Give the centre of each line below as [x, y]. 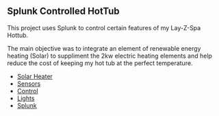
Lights [26, 98]
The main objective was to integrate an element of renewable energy [104, 48]
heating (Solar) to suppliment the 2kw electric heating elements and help [109, 56]
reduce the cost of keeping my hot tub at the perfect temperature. [100, 63]
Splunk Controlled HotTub [63, 11]
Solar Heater [35, 76]
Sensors [29, 83]
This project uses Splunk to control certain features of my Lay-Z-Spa [104, 27]
